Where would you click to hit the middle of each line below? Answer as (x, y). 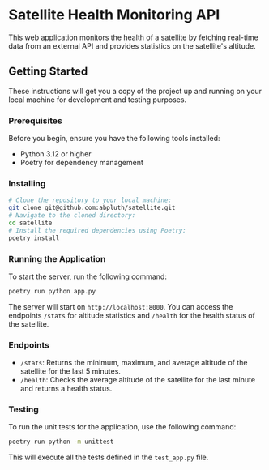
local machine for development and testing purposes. (98, 100)
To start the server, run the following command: (88, 276)
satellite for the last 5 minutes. (70, 371)
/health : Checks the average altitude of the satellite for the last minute (138, 380)
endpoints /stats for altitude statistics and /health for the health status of (132, 315)
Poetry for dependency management (82, 163)
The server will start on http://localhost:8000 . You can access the (121, 306)
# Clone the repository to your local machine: (90, 200)
